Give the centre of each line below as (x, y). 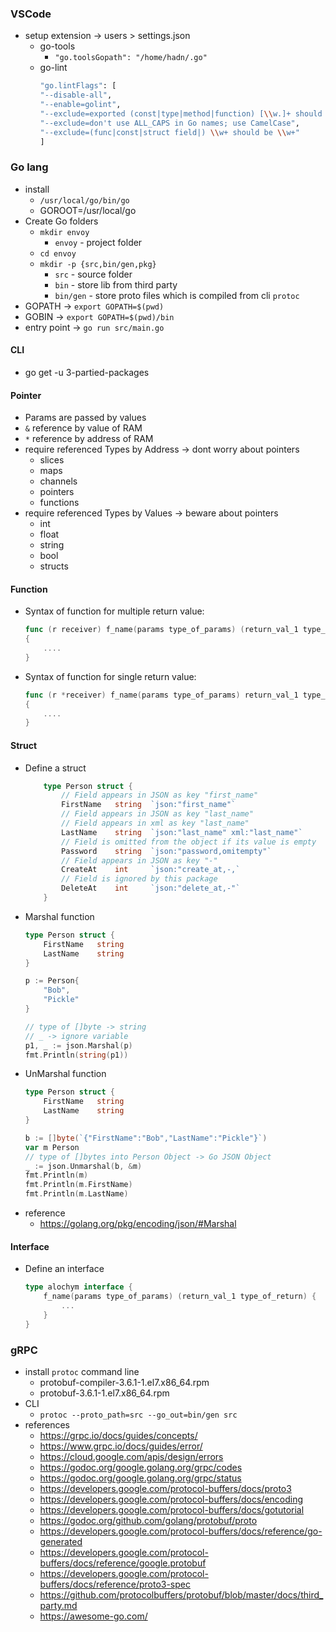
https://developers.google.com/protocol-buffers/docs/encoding (171, 1499)
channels (58, 481)
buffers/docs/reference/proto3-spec (115, 1584)
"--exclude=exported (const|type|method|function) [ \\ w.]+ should (181, 113)
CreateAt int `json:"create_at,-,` (151, 870)
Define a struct (55, 768)
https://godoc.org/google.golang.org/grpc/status (140, 1478)
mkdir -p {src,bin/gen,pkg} (98, 264)
